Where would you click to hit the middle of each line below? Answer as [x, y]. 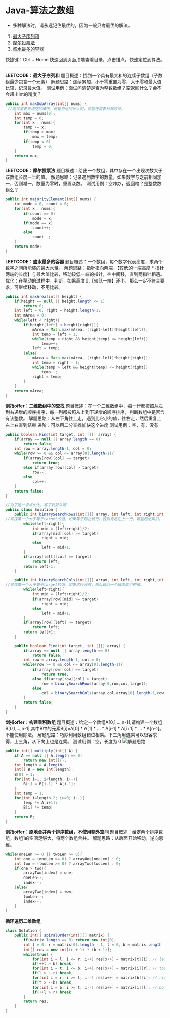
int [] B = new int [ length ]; [44, 770]
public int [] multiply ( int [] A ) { [42, 751]
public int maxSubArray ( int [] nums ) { [46, 104]
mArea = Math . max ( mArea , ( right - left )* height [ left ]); [90, 329]
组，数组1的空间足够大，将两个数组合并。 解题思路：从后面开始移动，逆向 [82, 838]
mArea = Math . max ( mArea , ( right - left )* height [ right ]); [91, 358]
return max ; [27, 156]
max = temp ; [45, 137]
